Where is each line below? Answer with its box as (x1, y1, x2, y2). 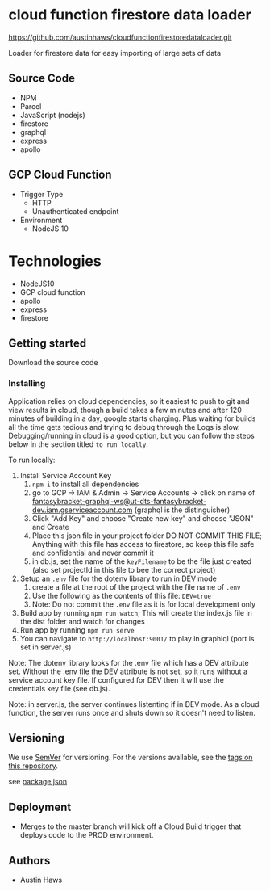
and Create (31, 522, 70, 532)
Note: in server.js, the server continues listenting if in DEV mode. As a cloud (8, 699, 260, 708)
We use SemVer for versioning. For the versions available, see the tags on (8, 753, 253, 763)
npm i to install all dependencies (31, 479, 139, 489)
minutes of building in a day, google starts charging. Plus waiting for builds (8, 414, 256, 423)
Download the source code (8, 358, 98, 368)
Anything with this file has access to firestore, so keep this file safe (31, 539, 255, 548)
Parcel (19, 101, 42, 111)
